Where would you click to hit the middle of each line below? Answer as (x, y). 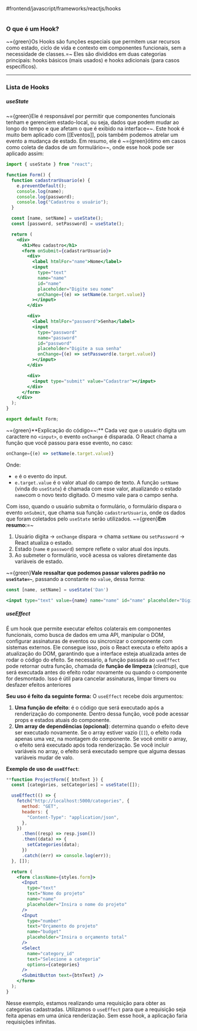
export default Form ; (33, 419)
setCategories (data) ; (54, 845)
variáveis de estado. (39, 561)
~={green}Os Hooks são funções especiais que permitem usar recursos (93, 42)
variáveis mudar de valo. (44, 757)
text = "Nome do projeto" (56, 894)
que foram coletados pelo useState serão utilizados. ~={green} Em (86, 519)
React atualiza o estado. (44, 542)
